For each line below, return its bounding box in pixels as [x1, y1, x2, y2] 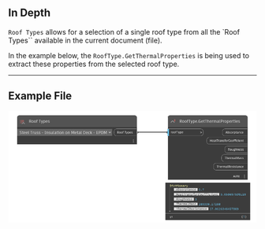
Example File [8, 90, 73, 103]
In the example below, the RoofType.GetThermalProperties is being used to [8, 50, 250, 60]
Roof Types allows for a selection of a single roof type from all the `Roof [8, 27, 241, 36]
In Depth [8, 6, 51, 20]
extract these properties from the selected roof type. [8, 59, 180, 68]
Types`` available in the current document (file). [8, 35, 163, 45]
